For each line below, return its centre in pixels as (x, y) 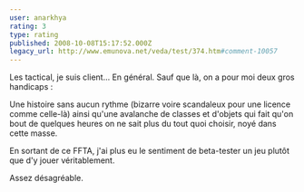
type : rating (34, 34)
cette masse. (34, 133)
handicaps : (31, 87)
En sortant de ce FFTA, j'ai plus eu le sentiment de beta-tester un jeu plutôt (150, 151)
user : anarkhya (38, 18)
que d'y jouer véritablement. (62, 160)
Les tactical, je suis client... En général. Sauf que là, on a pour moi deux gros (152, 77)
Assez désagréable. (46, 178)
